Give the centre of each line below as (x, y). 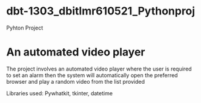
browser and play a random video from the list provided (76, 81)
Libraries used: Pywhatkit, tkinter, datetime (60, 93)
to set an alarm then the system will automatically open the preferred (92, 75)
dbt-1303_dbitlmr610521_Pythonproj (101, 11)
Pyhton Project (25, 28)
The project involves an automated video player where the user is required (99, 69)
